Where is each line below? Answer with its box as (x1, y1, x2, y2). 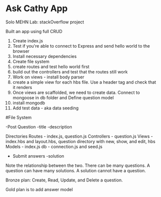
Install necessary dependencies (12, 53, 77, 59)
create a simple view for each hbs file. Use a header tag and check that (12, 79, 157, 85)
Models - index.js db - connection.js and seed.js (5, 143, 103, 149)
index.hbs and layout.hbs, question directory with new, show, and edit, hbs (5, 138, 156, 144)
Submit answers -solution (12, 153, 64, 159)
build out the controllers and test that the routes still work (12, 69, 128, 74)
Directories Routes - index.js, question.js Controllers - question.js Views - (5, 133, 153, 139)
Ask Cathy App (5, 3, 68, 14)
